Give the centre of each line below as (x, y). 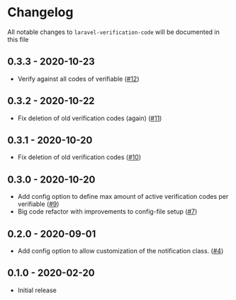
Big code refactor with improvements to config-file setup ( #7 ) (107, 212)
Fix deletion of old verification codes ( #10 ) (79, 157)
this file (18, 39)
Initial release (37, 290)
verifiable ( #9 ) (38, 204)
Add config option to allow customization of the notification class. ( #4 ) (120, 251)
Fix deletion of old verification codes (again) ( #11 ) (90, 118)
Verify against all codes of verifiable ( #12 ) (78, 79)
